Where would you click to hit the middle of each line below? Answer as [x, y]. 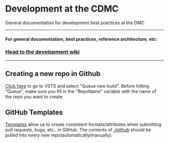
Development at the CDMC [62, 9]
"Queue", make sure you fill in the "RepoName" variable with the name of [81, 91]
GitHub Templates [34, 113]
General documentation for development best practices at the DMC [75, 23]
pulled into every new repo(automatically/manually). [59, 135]
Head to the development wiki [43, 52]
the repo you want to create [34, 97]
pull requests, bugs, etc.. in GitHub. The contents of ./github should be [78, 130]
